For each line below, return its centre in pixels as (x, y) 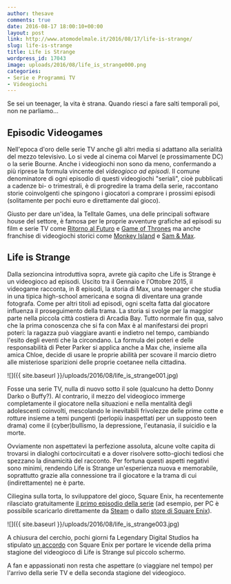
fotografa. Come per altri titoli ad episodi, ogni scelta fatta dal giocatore (109, 303)
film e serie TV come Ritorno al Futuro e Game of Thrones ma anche (104, 229)
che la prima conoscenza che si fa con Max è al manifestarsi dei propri (108, 325)
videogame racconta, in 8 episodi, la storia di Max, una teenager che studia (114, 289)
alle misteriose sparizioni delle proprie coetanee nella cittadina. (97, 362)
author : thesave (30, 13)
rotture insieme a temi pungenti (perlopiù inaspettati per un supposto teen (112, 418)
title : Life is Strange (41, 52)
